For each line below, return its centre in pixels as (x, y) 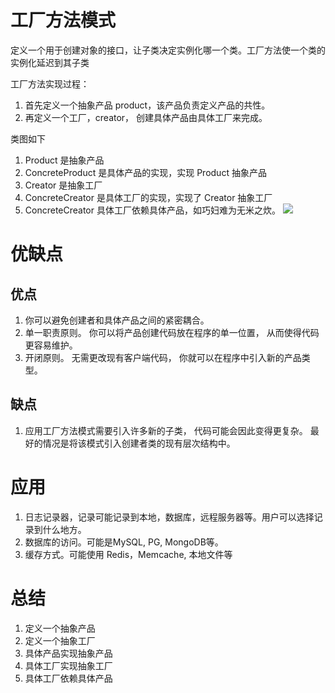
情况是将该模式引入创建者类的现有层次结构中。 (139, 443)
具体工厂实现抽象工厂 (68, 665)
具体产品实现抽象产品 (68, 653)
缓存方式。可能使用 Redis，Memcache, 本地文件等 (128, 554)
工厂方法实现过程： (50, 83)
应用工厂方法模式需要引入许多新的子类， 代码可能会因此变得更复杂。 (166, 430)
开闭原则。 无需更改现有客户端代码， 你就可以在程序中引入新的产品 (163, 357)
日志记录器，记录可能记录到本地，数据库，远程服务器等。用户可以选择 (169, 517)
